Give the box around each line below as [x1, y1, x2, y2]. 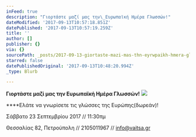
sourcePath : [6, 52, 35, 58]
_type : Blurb [6, 68, 38, 74]
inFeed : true [6, 8, 38, 15]
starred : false [6, 57, 43, 63]
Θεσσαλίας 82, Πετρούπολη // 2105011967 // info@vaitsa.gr [6, 124, 150, 132]
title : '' [6, 30, 30, 36]
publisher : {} [6, 42, 41, 47]
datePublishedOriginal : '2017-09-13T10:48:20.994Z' [6, 63, 134, 69]
